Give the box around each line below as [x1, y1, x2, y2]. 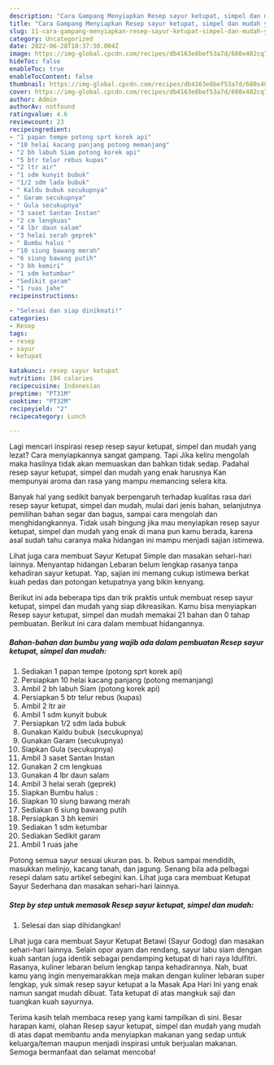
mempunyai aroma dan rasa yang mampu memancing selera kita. [9, 476, 228, 486]
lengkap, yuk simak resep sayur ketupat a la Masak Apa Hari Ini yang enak [9, 980, 259, 989]
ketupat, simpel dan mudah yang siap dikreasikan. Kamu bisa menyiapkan [9, 602, 257, 611]
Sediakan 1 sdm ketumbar [20, 822, 108, 832]
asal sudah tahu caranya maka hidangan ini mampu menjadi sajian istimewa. [9, 535, 265, 546]
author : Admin [9, 95, 58, 103]
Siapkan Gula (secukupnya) [20, 744, 114, 754]
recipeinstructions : [9, 292, 80, 300]
